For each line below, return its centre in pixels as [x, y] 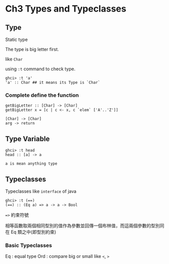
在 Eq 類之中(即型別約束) [31, 232]
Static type [16, 39]
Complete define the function [42, 95]
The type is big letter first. [32, 49]
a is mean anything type [31, 164]
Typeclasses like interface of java [41, 191]
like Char [14, 59]
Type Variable [27, 139]
